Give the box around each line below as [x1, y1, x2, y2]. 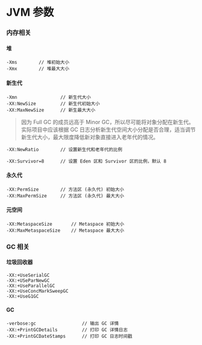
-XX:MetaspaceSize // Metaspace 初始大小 [6, 221, 125, 227]
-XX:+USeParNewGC [6, 278, 50, 284]
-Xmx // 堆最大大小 [6, 66, 69, 72]
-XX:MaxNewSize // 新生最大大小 [6, 107, 95, 113]
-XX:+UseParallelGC [6, 283, 55, 289]
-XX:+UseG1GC [6, 293, 39, 300]
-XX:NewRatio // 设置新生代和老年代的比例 [6, 146, 122, 152]
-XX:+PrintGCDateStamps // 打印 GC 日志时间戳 [6, 334, 133, 340]
